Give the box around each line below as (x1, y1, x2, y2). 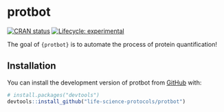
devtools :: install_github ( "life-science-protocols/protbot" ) (7, 98, 186, 105)
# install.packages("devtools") (7, 91, 100, 98)
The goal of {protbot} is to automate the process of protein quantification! (7, 40, 218, 48)
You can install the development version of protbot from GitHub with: (7, 78, 202, 87)
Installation (7, 60, 56, 72)
